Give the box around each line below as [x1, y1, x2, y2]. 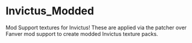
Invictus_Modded [5, 4, 95, 18]
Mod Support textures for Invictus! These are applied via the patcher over [5, 24, 187, 31]
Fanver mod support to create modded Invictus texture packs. [5, 30, 159, 37]
